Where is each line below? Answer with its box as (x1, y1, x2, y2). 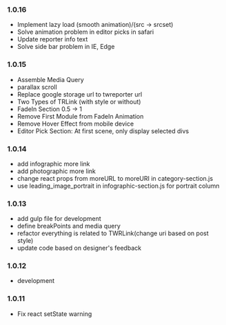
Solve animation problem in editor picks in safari (17, 28, 154, 36)
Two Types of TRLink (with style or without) (17, 97, 141, 106)
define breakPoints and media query (17, 222, 121, 230)
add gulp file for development (17, 215, 101, 223)
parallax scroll (17, 83, 57, 91)
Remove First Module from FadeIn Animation (17, 112, 144, 120)
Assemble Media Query (17, 75, 84, 83)
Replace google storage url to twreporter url (17, 90, 143, 98)
